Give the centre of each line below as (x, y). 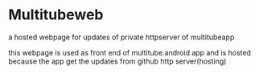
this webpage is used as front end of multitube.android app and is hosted (130, 52)
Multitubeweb (56, 15)
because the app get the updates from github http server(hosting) (117, 61)
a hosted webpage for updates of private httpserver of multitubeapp (121, 37)
